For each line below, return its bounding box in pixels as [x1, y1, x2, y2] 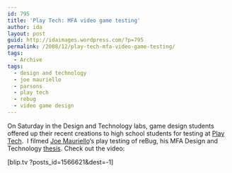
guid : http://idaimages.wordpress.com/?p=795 [7, 37, 144, 44]
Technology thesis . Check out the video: [7, 144, 125, 153]
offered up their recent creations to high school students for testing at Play [7, 129, 225, 138]
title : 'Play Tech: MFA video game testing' [7, 17, 141, 24]
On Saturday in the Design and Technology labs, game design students [7, 121, 214, 130]
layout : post [7, 30, 46, 37]
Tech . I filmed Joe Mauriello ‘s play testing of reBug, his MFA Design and [7, 136, 218, 145]
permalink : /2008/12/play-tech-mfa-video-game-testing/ [7, 43, 175, 50]
